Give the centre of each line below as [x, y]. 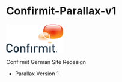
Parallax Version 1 [37, 74]
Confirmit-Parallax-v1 [61, 11]
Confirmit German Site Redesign [46, 62]
